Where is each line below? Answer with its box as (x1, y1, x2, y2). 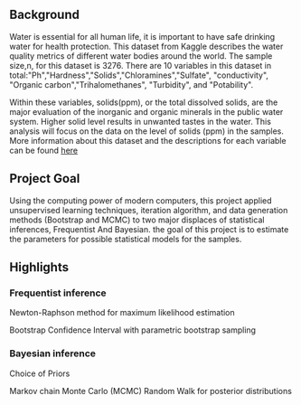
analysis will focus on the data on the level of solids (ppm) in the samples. (9, 126, 285, 137)
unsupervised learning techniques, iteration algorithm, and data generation (9, 204, 288, 215)
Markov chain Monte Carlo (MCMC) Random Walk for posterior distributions (9, 385, 292, 396)
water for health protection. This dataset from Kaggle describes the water (9, 41, 284, 52)
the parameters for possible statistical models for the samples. (9, 233, 242, 244)
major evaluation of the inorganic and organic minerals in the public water (9, 106, 284, 117)
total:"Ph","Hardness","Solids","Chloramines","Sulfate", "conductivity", (9, 70, 269, 80)
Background (9, 7, 80, 23)
